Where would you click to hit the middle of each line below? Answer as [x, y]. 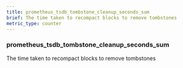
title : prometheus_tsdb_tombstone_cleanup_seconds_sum [78, 12]
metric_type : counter [34, 23]
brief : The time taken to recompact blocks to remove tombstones [91, 18]
